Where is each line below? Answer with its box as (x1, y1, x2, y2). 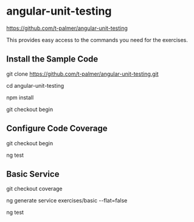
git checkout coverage (6, 185, 63, 193)
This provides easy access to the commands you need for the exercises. (6, 36, 189, 43)
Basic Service (6, 169, 60, 179)
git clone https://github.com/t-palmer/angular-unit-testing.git (6, 70, 159, 77)
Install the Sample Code (6, 54, 99, 65)
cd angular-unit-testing (6, 82, 64, 89)
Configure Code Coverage (6, 123, 108, 134)
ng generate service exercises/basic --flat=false (6, 197, 128, 204)
